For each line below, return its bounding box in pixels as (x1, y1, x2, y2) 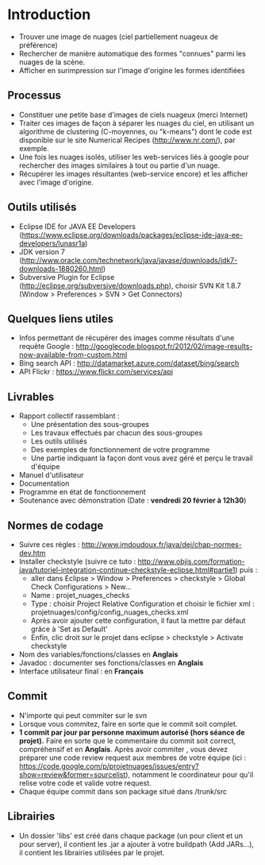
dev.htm (18, 549, 46, 557)
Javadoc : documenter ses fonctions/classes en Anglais (18, 658, 204, 667)
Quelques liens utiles (7, 312, 114, 325)
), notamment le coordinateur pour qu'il (125, 770, 254, 779)
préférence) (18, 40, 59, 49)
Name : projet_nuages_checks (30, 591, 130, 599)
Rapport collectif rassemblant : (18, 411, 120, 421)
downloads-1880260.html (18, 264, 104, 273)
